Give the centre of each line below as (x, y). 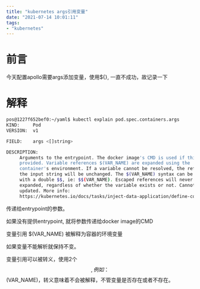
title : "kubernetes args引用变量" (47, 12)
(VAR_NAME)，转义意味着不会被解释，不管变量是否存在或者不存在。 (90, 279)
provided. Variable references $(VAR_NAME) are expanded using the (105, 163)
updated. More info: (45, 191)
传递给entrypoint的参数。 (37, 208)
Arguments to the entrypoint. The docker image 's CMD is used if (102, 158)
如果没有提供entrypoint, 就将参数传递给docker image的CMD (80, 221)
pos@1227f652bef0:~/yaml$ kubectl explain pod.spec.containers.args (93, 120)
